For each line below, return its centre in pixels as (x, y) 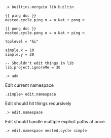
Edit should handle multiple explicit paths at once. (55, 121)
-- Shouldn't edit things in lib (39, 63)
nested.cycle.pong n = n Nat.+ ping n (45, 33)
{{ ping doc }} (21, 16)
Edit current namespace (30, 85)
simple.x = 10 (20, 50)
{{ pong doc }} (21, 29)
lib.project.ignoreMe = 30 (33, 68)
